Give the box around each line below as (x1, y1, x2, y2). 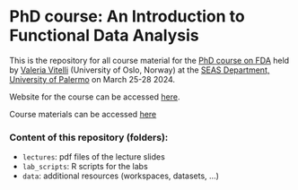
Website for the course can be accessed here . (9, 91, 180, 102)
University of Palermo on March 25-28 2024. (9, 73, 176, 84)
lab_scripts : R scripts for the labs (22, 161, 148, 172)
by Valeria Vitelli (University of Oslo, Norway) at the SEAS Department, (9, 65, 270, 75)
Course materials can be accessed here (9, 108, 157, 119)
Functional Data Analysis (9, 25, 199, 46)
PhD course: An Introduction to (9, 6, 245, 27)
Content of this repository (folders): (9, 131, 169, 143)
